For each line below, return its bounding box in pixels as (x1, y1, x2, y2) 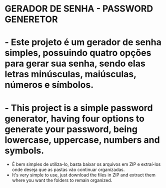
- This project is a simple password (4, 102, 153, 113)
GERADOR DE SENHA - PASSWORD (4, 3, 153, 15)
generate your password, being (4, 123, 138, 135)
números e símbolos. (4, 79, 94, 91)
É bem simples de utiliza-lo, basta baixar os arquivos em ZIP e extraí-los (11, 161, 161, 167)
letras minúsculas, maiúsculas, (4, 69, 136, 80)
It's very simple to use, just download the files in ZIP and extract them (11, 172, 156, 178)
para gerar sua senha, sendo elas (4, 58, 145, 69)
